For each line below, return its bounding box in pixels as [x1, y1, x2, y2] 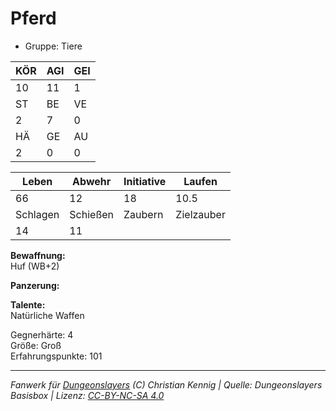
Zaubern [123, 207, 164, 221]
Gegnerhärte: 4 [10, 328, 74, 341]
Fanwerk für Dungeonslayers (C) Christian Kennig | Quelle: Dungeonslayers [10, 378, 323, 391]
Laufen [183, 174, 218, 188]
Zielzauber [175, 207, 226, 221]
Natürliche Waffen [10, 309, 85, 321]
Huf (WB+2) [10, 260, 60, 272]
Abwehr [72, 174, 112, 188]
